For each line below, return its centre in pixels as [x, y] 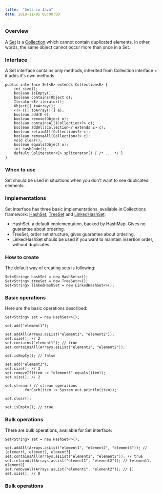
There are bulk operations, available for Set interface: [59, 430]
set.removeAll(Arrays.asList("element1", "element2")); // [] [70, 469]
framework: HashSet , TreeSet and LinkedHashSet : [56, 214]
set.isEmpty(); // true [29, 407]
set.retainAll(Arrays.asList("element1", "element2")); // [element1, [78, 461]
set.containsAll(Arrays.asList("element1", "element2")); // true [74, 456]
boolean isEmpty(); [34, 94]
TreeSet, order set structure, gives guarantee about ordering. [73, 234]
